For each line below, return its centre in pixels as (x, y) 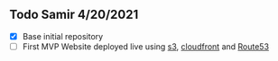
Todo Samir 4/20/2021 (74, 15)
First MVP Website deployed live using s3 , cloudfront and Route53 (145, 46)
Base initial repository (63, 36)
